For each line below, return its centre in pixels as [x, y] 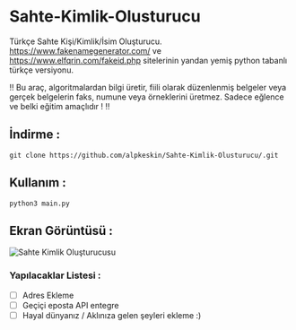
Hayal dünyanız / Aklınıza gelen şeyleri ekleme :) [112, 315]
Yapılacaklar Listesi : [55, 275]
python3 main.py [39, 204]
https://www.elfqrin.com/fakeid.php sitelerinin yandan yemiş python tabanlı [148, 60]
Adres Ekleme [48, 295]
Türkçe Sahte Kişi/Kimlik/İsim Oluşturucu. [86, 41]
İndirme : [35, 135]
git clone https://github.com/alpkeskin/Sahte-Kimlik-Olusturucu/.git [144, 155]
